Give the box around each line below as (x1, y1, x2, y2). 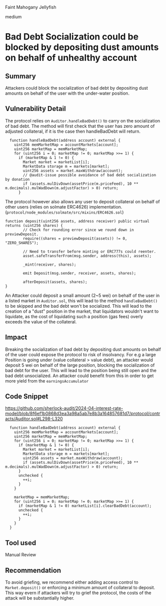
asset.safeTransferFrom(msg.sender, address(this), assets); (23, 253, 152, 258)
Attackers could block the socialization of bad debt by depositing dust (5, 85, 148, 91)
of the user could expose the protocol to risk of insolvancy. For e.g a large (5, 351, 156, 357)
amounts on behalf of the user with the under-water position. (5, 90, 130, 96)
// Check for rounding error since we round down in (23, 227, 134, 232)
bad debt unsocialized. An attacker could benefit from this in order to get (5, 373, 154, 379)
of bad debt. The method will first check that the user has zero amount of (5, 123, 155, 129)
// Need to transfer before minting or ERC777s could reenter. (23, 249, 156, 254)
